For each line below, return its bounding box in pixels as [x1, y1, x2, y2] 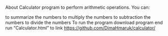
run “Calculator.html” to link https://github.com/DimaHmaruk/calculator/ [5, 25, 156, 31]
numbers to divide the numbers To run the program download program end [5, 20, 163, 25]
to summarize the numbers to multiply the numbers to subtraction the [5, 14, 151, 20]
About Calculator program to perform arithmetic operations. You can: [5, 5, 150, 10]
